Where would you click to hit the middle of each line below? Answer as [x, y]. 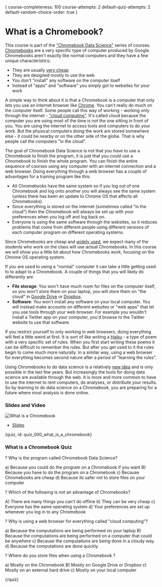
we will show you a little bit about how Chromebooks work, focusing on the [80, 252]
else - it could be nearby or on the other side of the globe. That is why [75, 136]
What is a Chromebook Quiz [39, 447]
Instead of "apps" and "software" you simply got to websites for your [81, 85]
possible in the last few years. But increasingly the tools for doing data [75, 372]
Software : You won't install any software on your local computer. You [81, 302]
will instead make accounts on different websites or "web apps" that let [83, 307]
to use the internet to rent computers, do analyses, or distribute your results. [81, 382]
